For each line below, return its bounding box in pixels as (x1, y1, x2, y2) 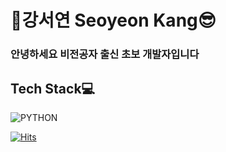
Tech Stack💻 (10, 80, 96, 97)
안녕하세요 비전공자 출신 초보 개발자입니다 (10, 47, 200, 61)
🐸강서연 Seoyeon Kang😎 (10, 9, 217, 32)
